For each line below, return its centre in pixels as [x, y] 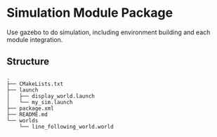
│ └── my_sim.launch [40, 102]
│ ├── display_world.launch [51, 96]
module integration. [35, 39]
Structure [28, 62]
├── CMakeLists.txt [35, 84]
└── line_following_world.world [66, 127]
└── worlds [22, 120]
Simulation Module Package [90, 13]
